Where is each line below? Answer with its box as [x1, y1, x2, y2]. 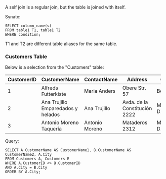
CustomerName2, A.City [5, 152, 52, 157]
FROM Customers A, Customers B [5, 156, 70, 162]
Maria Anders [84, 88, 116, 95]
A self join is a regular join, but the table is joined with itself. [5, 4, 126, 10]
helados [41, 111, 60, 118]
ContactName [84, 76, 118, 83]
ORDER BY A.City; [5, 170, 41, 175]
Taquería [41, 125, 62, 132]
